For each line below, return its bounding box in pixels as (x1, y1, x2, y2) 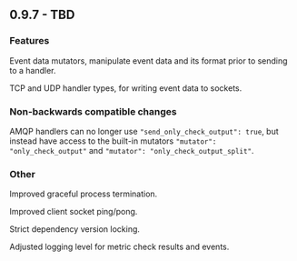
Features (9, 35, 50, 47)
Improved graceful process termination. (9, 188, 158, 199)
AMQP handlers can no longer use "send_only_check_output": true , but (9, 125, 279, 136)
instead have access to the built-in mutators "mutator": (9, 136, 217, 146)
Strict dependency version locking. (9, 224, 141, 235)
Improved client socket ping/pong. (9, 206, 138, 217)
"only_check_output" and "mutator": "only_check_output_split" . (9, 145, 254, 156)
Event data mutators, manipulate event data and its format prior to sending (9, 55, 288, 66)
